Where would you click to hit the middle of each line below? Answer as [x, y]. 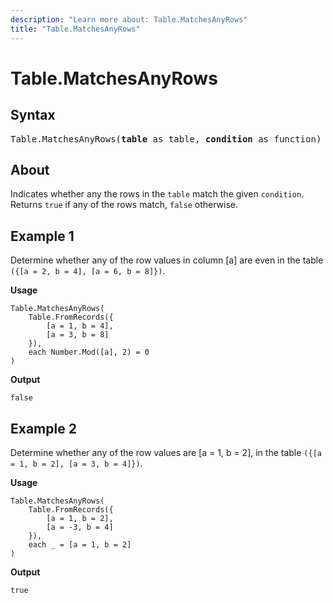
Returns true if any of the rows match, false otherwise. [124, 205]
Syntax [33, 115]
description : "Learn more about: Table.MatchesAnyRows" [129, 19]
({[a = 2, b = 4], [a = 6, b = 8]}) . [88, 271]
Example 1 [42, 236]
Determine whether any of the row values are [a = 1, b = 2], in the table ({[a [166, 452]
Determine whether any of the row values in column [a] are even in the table [167, 260]
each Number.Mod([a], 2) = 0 [89, 352]
